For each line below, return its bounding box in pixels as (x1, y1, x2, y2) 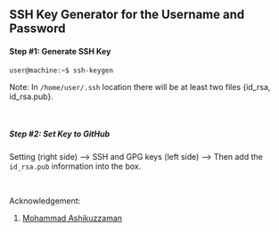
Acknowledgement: (9, 195, 81, 206)
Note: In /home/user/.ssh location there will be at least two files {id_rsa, (9, 81, 271, 92)
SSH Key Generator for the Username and (9, 7, 245, 22)
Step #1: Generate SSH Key (9, 46, 111, 56)
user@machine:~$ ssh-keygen (9, 66, 114, 75)
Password (9, 21, 66, 37)
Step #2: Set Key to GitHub (9, 128, 110, 139)
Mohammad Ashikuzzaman (21, 212, 123, 223)
